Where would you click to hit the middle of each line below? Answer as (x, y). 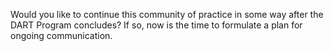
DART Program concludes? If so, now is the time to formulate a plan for (156, 25)
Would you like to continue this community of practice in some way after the (167, 14)
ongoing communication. (61, 35)
